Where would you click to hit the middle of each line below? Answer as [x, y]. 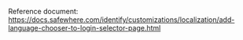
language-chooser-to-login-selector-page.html [85, 28]
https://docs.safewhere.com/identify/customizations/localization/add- [121, 20]
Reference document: [43, 11]
